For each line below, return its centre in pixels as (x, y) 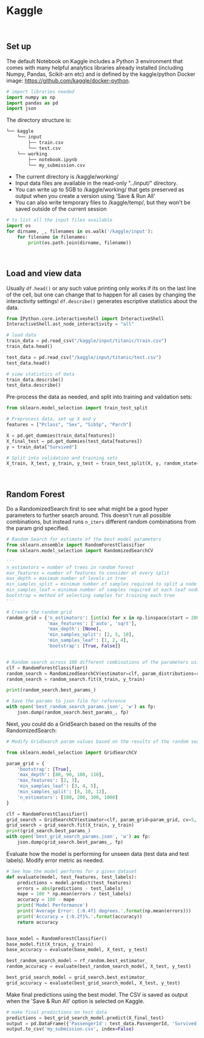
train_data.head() (29, 347)
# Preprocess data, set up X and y (51, 419)
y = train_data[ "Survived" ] (42, 447)
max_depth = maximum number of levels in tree (66, 579)
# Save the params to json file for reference (66, 701)
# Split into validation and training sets (62, 458)
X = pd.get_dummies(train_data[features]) (61, 435)
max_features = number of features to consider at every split (88, 573)
